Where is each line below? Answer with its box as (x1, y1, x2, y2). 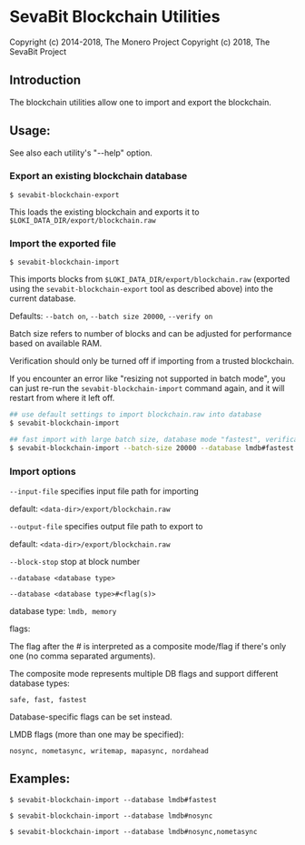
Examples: (9, 771, 71, 787)
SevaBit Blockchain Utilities (9, 6, 221, 27)
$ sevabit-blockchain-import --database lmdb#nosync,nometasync (9, 827, 258, 836)
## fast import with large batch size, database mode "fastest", (9, 435, 261, 444)
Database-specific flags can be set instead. (9, 711, 172, 722)
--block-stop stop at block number (9, 556, 141, 567)
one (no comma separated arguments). (9, 650, 156, 661)
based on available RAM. (9, 338, 103, 349)
